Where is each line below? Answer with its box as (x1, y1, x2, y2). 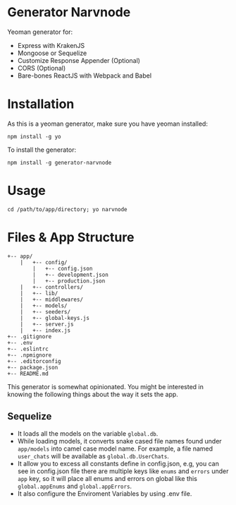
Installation (7, 96, 75, 112)
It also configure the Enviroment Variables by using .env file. (17, 489, 192, 498)
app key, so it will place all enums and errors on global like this (17, 474, 197, 482)
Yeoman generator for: (7, 28, 73, 36)
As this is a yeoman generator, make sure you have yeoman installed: (7, 119, 208, 128)
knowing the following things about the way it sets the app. (7, 390, 178, 398)
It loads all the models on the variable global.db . (17, 429, 159, 438)
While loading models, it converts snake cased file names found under (17, 436, 222, 445)
